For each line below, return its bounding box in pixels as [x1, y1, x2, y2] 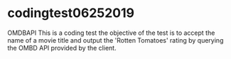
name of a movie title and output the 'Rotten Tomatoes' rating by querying [7, 36, 224, 44]
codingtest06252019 [7, 5, 135, 21]
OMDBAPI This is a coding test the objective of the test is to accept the [7, 28, 215, 37]
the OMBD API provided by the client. [7, 43, 117, 52]
